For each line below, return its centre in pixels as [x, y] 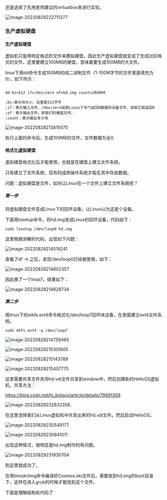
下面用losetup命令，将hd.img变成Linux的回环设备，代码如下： [69, 220]
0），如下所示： [21, 79]
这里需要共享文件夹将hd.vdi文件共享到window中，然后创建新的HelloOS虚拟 [82, 379]
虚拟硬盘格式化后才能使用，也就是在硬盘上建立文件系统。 [64, 162]
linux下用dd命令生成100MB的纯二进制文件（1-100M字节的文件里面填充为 [80, 73]
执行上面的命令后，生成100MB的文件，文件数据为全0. [60, 138]
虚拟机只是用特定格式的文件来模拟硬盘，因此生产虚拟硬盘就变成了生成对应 [81, 56]
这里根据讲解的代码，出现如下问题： [42, 239]
